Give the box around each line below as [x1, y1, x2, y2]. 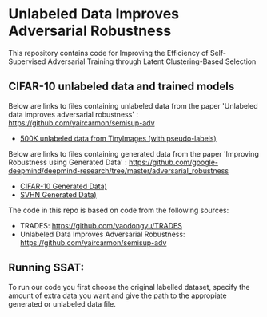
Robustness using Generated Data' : [8, 157, 127, 167]
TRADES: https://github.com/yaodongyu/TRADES [19, 220, 182, 230]
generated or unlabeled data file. [8, 299, 116, 308]
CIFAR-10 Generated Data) [19, 181, 108, 191]
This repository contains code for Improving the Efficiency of [8, 48, 209, 57]
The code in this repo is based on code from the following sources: [8, 205, 229, 215]
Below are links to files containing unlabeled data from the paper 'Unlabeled [8, 101, 258, 110]
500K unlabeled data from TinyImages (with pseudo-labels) [19, 133, 217, 143]
